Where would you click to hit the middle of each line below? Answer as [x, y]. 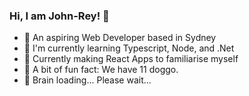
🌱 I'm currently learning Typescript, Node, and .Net [129, 48]
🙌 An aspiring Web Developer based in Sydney [120, 38]
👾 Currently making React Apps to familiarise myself [131, 59]
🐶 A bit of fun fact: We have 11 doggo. [101, 70]
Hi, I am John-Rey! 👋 [59, 16]
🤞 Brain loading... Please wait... [87, 80]
